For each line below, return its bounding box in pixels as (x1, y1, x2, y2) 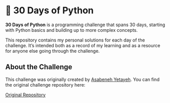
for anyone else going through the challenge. (5, 48, 100, 54)
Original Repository (5, 92, 46, 98)
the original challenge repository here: (5, 81, 86, 88)
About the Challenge (5, 63, 72, 71)
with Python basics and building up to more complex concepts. (5, 27, 138, 33)
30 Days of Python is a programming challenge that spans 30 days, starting (5, 22, 165, 28)
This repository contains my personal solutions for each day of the (5, 37, 145, 43)
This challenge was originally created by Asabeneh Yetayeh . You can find (5, 76, 160, 83)
